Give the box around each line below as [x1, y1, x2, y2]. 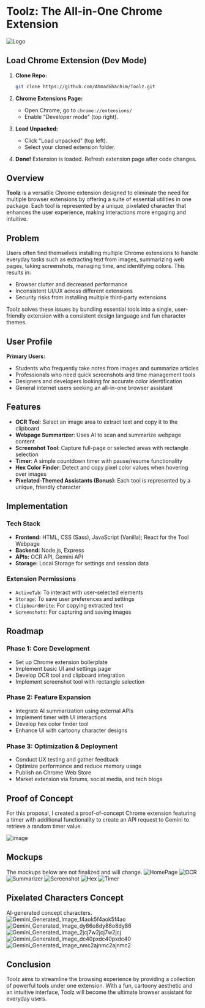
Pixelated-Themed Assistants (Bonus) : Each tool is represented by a [15, 476, 191, 484]
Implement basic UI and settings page [15, 665, 111, 672]
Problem [6, 233, 40, 243]
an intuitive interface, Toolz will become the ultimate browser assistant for [6, 988, 193, 996]
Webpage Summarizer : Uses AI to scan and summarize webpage [15, 431, 182, 438]
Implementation [6, 501, 69, 511]
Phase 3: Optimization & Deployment [6, 742, 118, 750]
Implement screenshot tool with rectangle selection [15, 678, 145, 685]
